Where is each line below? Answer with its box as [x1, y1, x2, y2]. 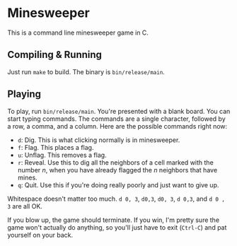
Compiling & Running [7, 49, 103, 61]
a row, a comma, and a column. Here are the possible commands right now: [7, 122, 228, 130]
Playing [7, 88, 41, 100]
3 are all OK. [7, 201, 42, 210]
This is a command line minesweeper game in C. [7, 28, 149, 37]
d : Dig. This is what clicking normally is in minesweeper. [17, 136, 180, 144]
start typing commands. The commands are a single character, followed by [7, 115, 226, 123]
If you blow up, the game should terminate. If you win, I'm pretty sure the [7, 216, 220, 224]
